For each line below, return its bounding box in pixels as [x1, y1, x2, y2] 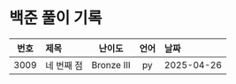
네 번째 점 [45, 59, 83, 72]
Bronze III [91, 58, 131, 71]
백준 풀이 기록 [9, 8, 103, 28]
